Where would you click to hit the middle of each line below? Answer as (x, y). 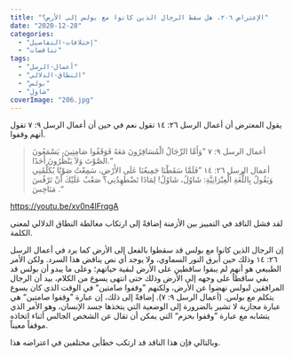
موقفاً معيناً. (29, 325)
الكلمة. (22, 233)
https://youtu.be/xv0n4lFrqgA (64, 206)
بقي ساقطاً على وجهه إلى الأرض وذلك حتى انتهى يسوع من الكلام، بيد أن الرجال (139, 278)
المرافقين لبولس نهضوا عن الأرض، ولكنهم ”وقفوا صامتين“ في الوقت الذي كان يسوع (147, 288)
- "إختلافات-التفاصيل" (58, 42)
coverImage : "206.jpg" (52, 100)
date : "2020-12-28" (46, 26)
